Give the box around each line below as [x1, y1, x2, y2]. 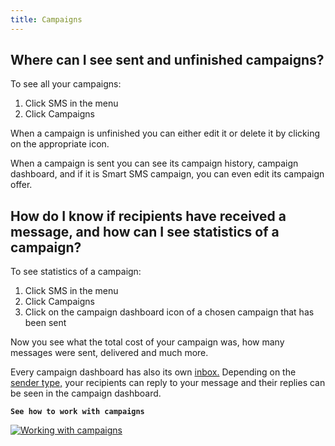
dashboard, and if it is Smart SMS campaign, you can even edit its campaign [10, 168, 325, 180]
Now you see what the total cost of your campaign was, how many [10, 336, 285, 348]
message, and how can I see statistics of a [10, 223, 280, 240]
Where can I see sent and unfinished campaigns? [10, 52, 325, 69]
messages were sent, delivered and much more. [10, 347, 209, 359]
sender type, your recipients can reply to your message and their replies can [10, 377, 326, 389]
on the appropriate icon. [10, 138, 110, 150]
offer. [10, 179, 33, 191]
